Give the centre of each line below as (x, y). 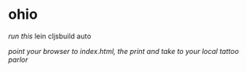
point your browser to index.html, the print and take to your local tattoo (123, 51)
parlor (18, 59)
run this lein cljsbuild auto (50, 36)
